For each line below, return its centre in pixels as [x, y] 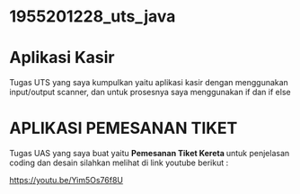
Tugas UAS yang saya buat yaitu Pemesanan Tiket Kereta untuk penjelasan [150, 154]
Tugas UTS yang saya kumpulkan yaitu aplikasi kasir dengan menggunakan [149, 83]
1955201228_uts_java [93, 17]
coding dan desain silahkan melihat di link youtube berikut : [119, 163]
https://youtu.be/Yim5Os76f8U [66, 181]
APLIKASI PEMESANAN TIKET [124, 128]
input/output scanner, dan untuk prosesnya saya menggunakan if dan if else [150, 93]
